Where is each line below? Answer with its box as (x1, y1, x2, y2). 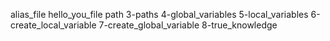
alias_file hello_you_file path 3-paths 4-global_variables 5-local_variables (10, 9, 309, 20)
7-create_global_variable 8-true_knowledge (98, 19, 278, 31)
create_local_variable (10, 19, 97, 31)
